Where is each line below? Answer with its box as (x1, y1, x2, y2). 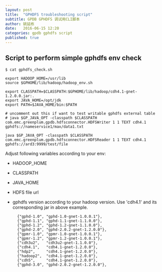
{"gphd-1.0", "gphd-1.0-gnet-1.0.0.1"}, (17, 214, 102, 219)
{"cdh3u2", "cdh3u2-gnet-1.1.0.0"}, (17, 240, 98, 245)
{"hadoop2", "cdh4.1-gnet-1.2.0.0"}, (17, 253, 98, 258)
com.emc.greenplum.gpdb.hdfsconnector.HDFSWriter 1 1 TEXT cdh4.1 (5, 120, 146, 125)
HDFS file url (12, 189, 39, 195)
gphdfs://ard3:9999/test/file (5, 141, 68, 147)
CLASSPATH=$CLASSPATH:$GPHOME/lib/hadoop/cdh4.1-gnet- (20, 89, 137, 94)
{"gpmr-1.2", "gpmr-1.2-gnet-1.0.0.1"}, (17, 236, 102, 241)
